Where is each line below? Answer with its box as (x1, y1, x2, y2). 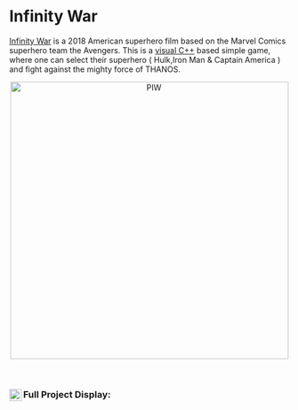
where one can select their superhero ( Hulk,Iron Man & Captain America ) (9, 54, 281, 65)
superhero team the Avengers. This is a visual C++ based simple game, (9, 44, 271, 55)
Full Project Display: (23, 388, 111, 400)
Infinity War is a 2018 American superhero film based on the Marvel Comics (9, 35, 286, 46)
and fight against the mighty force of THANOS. (9, 64, 181, 75)
